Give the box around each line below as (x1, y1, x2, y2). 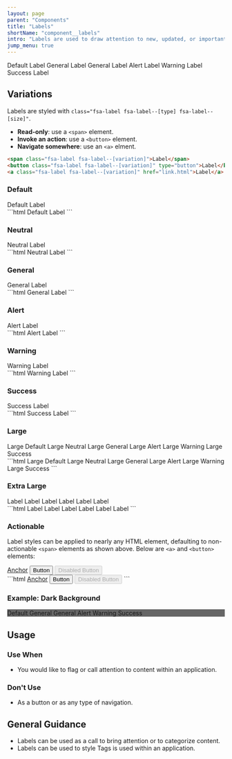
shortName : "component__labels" (7, 29, 100, 37)
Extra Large (7, 481, 47, 491)
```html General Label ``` (7, 288, 75, 297)
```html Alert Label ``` (7, 329, 66, 337)
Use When (7, 650, 43, 660)
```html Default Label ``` (7, 208, 72, 216)
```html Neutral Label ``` (7, 248, 73, 256)
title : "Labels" (7, 23, 54, 30)
